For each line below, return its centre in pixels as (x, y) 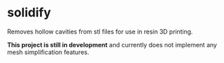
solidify (29, 13)
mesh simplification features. (48, 52)
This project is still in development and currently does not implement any (112, 45)
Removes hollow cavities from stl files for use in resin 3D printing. (100, 32)
